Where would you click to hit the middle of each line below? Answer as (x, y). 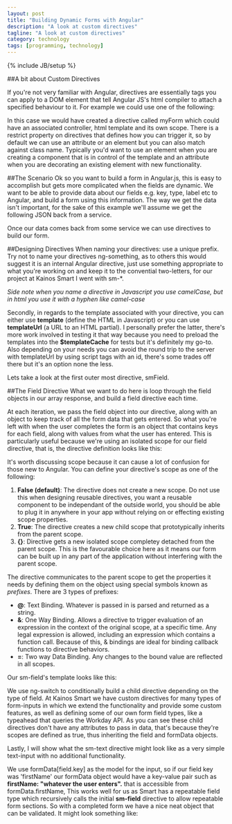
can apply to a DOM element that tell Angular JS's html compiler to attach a (115, 100)
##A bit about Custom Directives (54, 79)
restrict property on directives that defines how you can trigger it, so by (109, 135)
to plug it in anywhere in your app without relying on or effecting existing (121, 512)
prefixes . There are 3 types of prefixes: (63, 592)
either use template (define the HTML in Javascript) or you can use (104, 320)
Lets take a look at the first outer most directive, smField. (88, 377)
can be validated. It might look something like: (73, 813)
